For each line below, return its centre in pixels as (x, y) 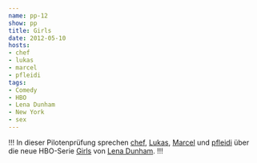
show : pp (23, 23)
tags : (17, 82)
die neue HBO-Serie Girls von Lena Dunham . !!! (86, 151)
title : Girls (30, 30)
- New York (26, 113)
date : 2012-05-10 (37, 38)
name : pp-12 (28, 16)
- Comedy (23, 90)
